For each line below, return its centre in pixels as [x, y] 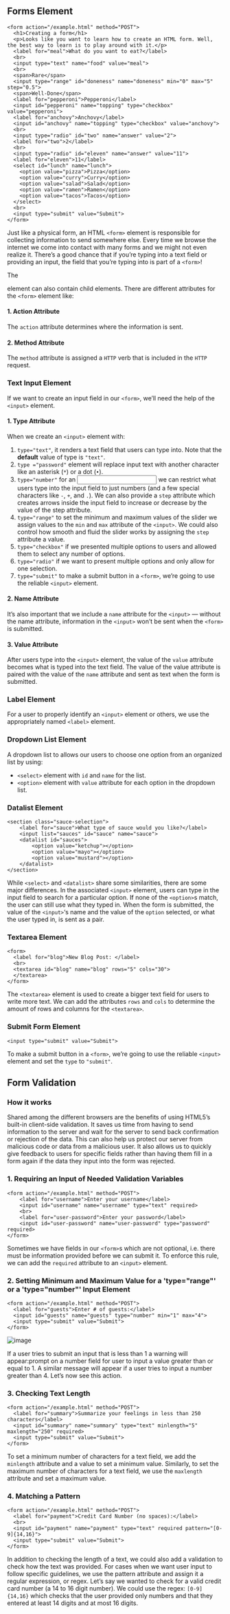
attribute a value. [41, 539]
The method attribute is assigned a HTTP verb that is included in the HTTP [107, 358]
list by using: [25, 762]
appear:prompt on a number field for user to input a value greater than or [111, 1361]
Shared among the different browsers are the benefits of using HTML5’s [109, 1117]
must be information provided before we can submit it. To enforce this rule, [113, 1256]
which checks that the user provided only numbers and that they [122, 1596]
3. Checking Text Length [49, 1393]
